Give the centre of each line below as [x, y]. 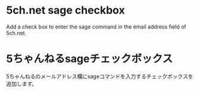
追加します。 [22, 84]
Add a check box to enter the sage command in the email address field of [96, 27]
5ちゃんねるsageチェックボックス [89, 59]
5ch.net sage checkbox [66, 10]
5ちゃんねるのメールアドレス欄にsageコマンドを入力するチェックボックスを [100, 76]
